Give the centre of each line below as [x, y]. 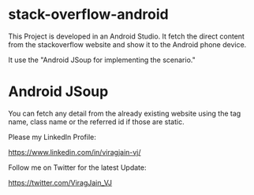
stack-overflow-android [88, 15]
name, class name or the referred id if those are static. [96, 121]
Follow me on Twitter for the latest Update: [77, 167]
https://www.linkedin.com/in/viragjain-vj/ [75, 152]
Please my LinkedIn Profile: [52, 137]
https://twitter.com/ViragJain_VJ [60, 182]
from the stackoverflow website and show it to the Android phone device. [127, 44]
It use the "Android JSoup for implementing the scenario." [102, 60]
